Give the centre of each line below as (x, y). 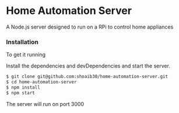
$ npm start (20, 93)
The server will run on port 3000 (45, 104)
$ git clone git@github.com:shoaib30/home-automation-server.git (87, 77)
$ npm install (23, 87)
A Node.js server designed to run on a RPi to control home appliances (90, 27)
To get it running (26, 55)
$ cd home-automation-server (41, 82)
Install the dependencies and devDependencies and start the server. (88, 66)
